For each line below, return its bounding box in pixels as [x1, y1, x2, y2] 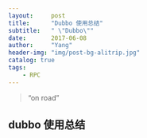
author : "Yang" [8, 41, 73, 49]
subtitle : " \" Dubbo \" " [8, 26, 94, 34]
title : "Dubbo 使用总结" [8, 19, 103, 27]
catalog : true [8, 57, 56, 65]
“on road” [27, 93, 60, 102]
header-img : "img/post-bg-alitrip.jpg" [8, 49, 141, 57]
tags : [8, 64, 26, 72]
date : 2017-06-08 [8, 34, 87, 42]
